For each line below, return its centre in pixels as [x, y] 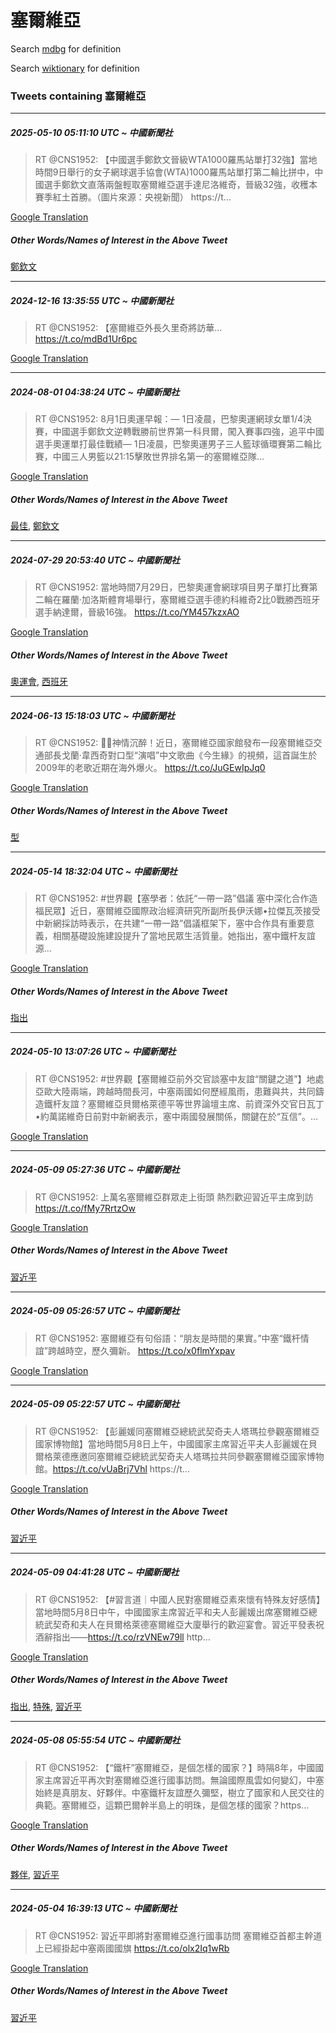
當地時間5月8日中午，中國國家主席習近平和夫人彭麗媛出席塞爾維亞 [171, 1612]
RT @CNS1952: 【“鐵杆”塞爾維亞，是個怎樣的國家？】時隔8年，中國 [175, 1767]
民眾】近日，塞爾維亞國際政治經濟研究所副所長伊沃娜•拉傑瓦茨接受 [182, 910]
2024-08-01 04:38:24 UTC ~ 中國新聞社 [95, 392]
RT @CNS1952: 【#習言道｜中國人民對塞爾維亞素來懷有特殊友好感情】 [180, 1599]
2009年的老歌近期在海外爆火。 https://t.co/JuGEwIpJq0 [150, 767]
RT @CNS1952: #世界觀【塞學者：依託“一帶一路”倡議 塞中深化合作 [172, 898]
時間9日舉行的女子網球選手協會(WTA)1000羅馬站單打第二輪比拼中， [174, 172]
